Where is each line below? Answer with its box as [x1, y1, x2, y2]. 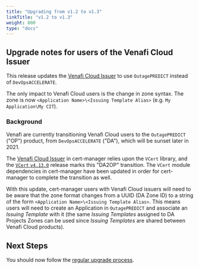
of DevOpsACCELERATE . [6, 78, 58, 86]
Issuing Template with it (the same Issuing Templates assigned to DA [6, 211, 175, 218]
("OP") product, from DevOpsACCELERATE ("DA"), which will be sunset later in [6, 137, 189, 144]
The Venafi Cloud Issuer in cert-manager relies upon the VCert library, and [6, 155, 188, 162]
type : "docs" [6, 25, 39, 31]
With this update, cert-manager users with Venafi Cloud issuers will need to [6, 185, 191, 193]
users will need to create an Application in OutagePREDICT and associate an [6, 204, 188, 211]
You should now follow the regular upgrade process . [6, 257, 135, 264]
